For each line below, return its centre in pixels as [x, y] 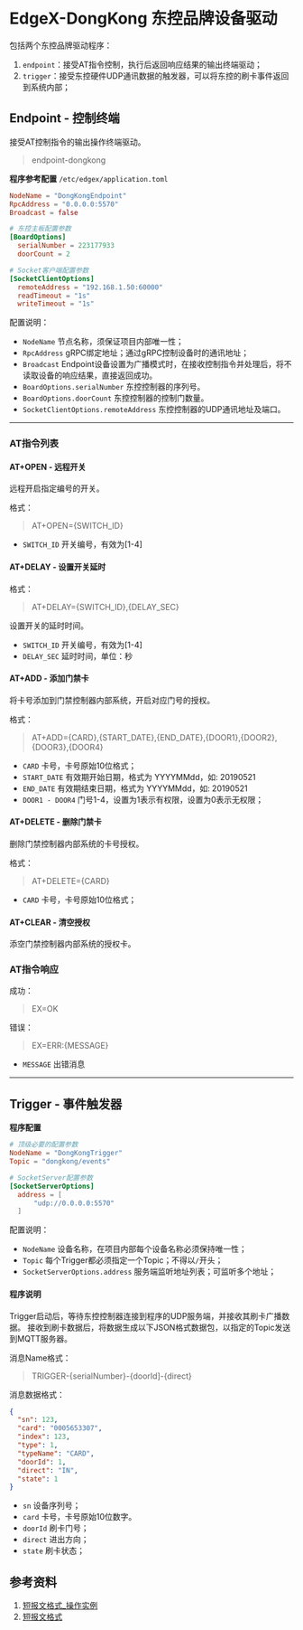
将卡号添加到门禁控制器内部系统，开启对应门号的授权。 [112, 700]
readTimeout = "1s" [54, 296]
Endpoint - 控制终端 [64, 118]
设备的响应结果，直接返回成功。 [98, 375]
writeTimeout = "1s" [56, 304]
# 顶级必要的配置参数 [44, 1145]
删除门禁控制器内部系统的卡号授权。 [77, 843]
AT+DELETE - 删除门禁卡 [55, 822]
